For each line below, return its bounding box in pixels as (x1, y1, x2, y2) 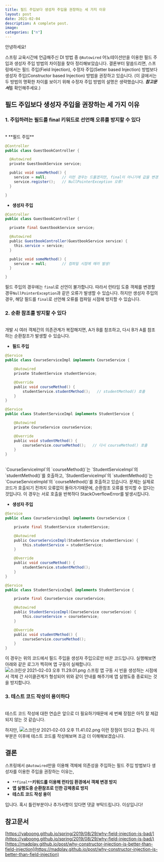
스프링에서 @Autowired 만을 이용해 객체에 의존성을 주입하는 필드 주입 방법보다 (5, 763, 151, 769)
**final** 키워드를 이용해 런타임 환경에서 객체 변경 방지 (12, 779, 117, 785)
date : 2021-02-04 (5, 16, 41, 21)
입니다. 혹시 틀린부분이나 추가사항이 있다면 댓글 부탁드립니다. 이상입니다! (5, 802, 143, 808)
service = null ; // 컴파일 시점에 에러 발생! (14, 261, 111, 266)
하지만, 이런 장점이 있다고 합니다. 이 (5, 727, 155, 733)
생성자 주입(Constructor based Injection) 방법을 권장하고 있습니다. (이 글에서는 (5, 73, 157, 78)
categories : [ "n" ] (5, 30, 42, 35)
